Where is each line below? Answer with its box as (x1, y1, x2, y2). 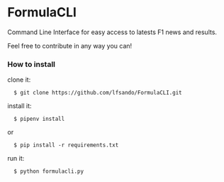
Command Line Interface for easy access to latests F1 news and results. (7, 28, 218, 36)
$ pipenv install (13, 115, 65, 123)
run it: (7, 154, 25, 163)
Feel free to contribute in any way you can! (7, 41, 133, 50)
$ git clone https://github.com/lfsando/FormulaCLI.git (13, 90, 182, 97)
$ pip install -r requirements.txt (13, 141, 119, 149)
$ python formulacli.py (13, 168, 84, 175)
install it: (7, 102, 32, 110)
